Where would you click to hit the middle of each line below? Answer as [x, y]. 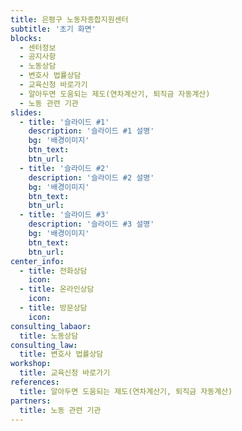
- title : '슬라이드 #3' [64, 215]
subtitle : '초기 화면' [53, 29]
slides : [26, 112]
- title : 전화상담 [53, 271]
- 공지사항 [38, 57]
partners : [31, 401]
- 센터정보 [38, 47]
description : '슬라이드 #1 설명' [91, 131]
